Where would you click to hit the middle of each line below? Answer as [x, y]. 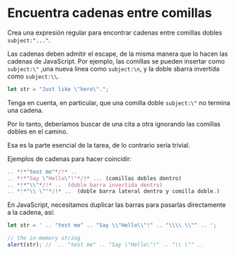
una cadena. [25, 110]
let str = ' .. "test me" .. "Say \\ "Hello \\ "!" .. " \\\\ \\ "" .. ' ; [112, 225]
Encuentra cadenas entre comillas [110, 13]
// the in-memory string [44, 238]
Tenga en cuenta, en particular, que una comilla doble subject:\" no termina [119, 102]
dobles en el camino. [38, 131]
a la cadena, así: [31, 213]
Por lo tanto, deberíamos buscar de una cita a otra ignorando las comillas [114, 124]
